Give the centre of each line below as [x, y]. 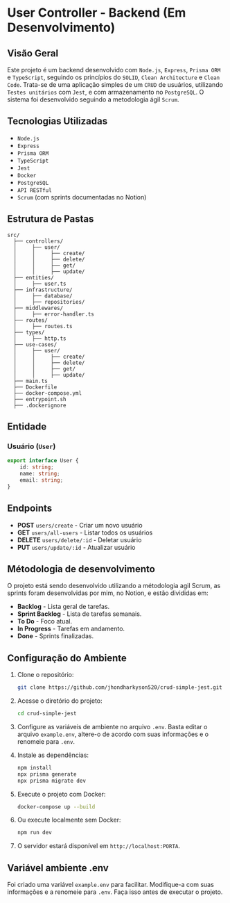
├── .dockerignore [40, 405]
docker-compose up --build [56, 807]
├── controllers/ [38, 241]
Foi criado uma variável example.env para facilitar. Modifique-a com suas [111, 885]
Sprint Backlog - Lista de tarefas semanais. [79, 614]
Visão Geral [33, 53]
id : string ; [37, 467]
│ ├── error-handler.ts [54, 314]
